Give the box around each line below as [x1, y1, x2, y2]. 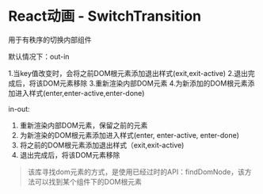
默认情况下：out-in [8, 51, 70, 61]
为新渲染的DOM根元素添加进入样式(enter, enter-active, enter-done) [19, 130, 240, 139]
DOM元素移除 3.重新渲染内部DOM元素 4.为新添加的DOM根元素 [42, 78, 248, 88]
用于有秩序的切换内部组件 [8, 35, 92, 44]
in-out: [8, 104, 30, 113]
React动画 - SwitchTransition [8, 7, 202, 25]
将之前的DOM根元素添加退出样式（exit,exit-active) [19, 140, 185, 150]
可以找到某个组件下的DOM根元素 [34, 177, 143, 186]
